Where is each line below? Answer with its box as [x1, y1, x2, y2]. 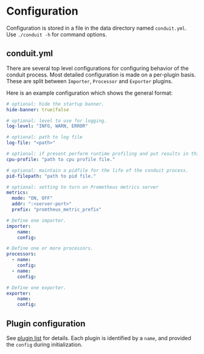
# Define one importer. [6, 217, 67, 223]
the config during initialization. [6, 341, 83, 348]
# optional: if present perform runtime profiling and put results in [6, 151, 189, 157]
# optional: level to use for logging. [6, 117, 107, 124]
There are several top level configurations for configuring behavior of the [6, 64, 189, 72]
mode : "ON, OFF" [12, 196, 53, 202]
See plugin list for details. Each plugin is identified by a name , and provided [6, 334, 191, 341]
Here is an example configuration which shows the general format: [6, 89, 173, 97]
